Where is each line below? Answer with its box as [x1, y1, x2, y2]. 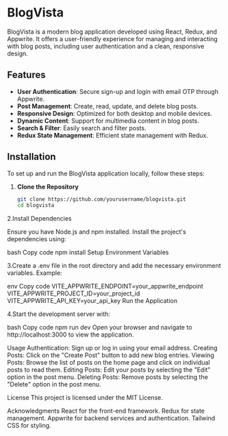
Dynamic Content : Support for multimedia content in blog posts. [16, 117, 200, 125]
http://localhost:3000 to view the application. [7, 330, 134, 339]
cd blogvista [16, 202, 55, 209]
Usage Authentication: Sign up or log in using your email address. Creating [7, 344, 218, 352]
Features [7, 69, 46, 81]
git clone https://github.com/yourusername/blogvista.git [16, 195, 186, 203]
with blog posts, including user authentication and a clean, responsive [7, 42, 205, 50]
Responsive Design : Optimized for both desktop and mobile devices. [16, 109, 212, 117]
